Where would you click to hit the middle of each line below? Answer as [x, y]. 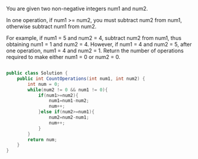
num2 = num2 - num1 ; [69, 117]
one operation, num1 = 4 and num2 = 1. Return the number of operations [95, 51]
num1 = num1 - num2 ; [69, 101]
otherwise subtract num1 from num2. [51, 26]
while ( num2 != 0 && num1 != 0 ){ [68, 90]
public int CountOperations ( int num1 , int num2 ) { [81, 79]
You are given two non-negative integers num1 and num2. [77, 9]
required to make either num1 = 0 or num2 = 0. [63, 57]
